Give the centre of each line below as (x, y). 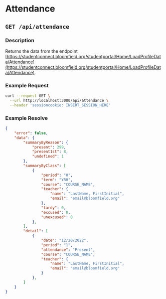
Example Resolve (27, 118)
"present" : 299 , (49, 147)
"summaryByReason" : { (46, 142)
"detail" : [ (36, 231)
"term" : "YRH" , (57, 180)
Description (20, 40)
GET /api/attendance (37, 27)
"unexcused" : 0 (57, 217)
